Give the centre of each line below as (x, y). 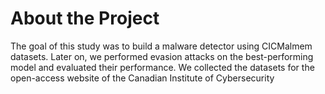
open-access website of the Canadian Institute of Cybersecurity (142, 78)
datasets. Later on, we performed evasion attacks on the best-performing (162, 56)
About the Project (85, 18)
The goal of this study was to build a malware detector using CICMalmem (161, 46)
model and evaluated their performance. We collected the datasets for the (162, 67)
